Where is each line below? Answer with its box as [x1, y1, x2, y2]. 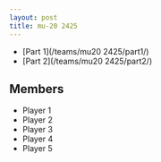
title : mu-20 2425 [9, 21, 78, 30]
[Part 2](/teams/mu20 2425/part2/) [21, 55, 153, 66]
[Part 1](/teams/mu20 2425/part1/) [21, 46, 149, 56]
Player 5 [21, 143, 54, 154]
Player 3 [21, 124, 54, 135]
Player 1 [21, 105, 52, 116]
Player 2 [21, 115, 54, 125]
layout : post [9, 13, 58, 22]
